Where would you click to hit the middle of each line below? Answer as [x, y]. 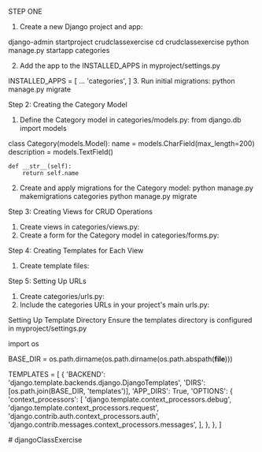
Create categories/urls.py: [62, 296]
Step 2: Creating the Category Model [68, 105]
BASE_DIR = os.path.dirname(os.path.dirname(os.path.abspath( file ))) [121, 359]
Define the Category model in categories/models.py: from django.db [130, 120]
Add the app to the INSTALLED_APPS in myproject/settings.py [120, 65]
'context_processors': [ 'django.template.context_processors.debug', [120, 399]
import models [43, 128]
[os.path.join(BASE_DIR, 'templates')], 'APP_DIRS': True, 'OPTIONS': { [121, 391]
